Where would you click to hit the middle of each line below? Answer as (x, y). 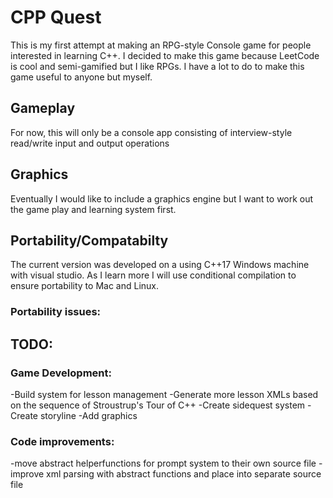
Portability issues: (56, 312)
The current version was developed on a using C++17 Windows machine (160, 265)
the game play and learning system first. (93, 209)
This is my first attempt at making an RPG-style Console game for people (161, 45)
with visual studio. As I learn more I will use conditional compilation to (153, 275)
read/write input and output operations (90, 143)
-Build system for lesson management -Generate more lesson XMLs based (164, 394)
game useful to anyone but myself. (81, 77)
